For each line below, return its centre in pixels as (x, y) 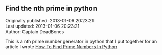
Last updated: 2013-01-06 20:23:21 (42, 26)
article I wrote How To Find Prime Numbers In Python (61, 47)
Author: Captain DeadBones (35, 31)
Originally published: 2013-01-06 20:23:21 (50, 20)
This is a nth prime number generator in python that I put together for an (81, 41)
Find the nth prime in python (51, 8)
